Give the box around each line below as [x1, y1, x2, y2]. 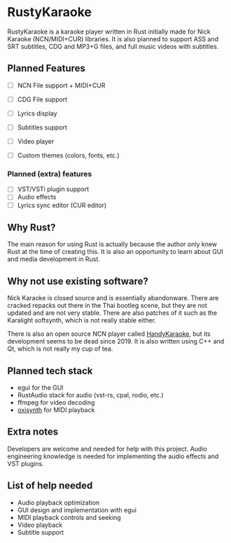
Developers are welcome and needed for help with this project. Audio [7, 444, 208, 453]
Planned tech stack [7, 365, 93, 376]
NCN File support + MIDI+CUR [17, 81, 106, 90]
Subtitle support [17, 528, 64, 536]
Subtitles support [17, 123, 68, 132]
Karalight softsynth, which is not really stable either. [7, 316, 156, 325]
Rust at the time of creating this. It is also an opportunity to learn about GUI [7, 248, 224, 256]
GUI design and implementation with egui [17, 505, 136, 514]
